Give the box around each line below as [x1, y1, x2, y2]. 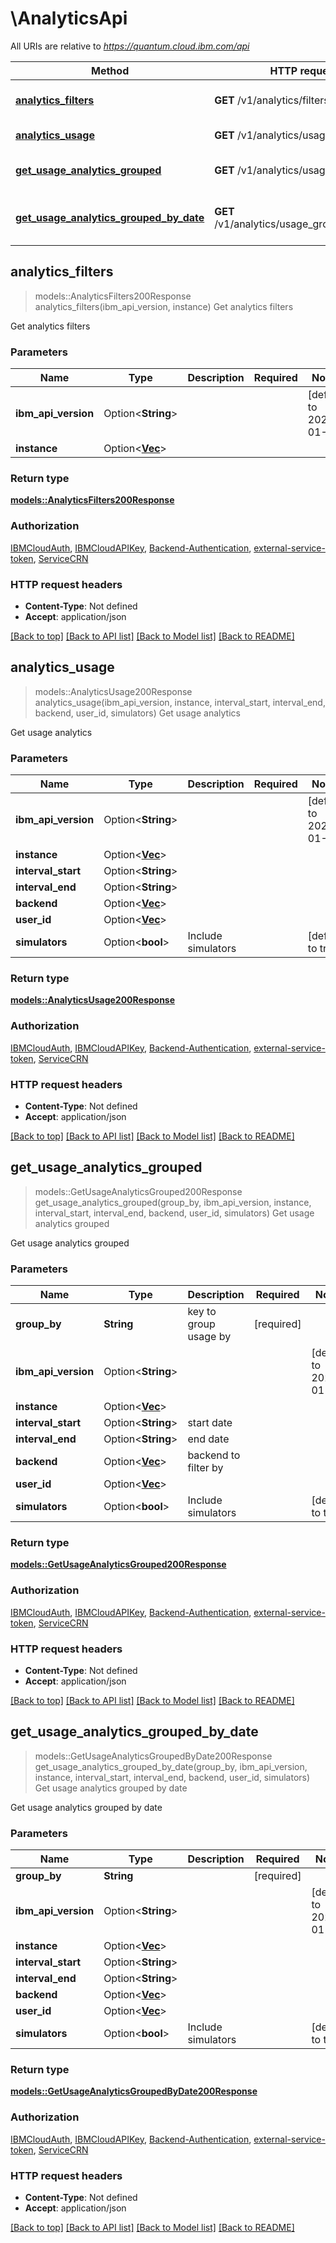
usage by [187, 1330, 232, 1344]
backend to [187, 1448, 241, 1462]
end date [187, 1432, 230, 1446]
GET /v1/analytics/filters [214, 93, 330, 107]
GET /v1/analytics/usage [214, 128, 332, 142]
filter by [187, 1461, 224, 1475]
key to [187, 1305, 217, 1319]
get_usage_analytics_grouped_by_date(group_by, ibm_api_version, [34, 1760, 308, 1772]
